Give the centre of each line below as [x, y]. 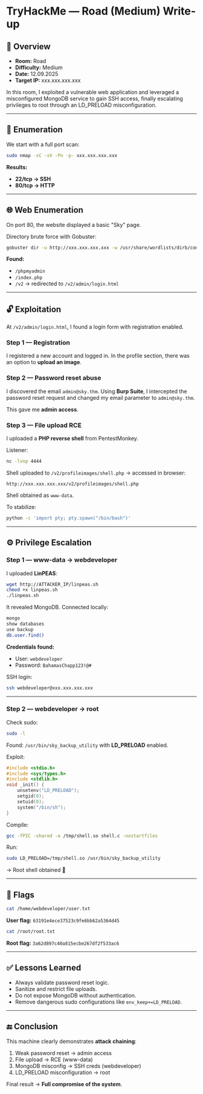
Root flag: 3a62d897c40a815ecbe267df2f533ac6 [63, 943]
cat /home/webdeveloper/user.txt [48, 909]
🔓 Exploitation [34, 309]
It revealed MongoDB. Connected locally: [57, 607]
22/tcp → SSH [33, 179]
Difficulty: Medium [39, 67]
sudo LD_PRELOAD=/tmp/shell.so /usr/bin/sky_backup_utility [84, 859]
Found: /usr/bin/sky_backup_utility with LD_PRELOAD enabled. [87, 745]
